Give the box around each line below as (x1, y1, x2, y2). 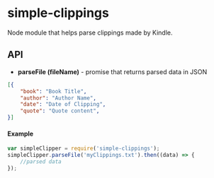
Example (7, 129, 34, 138)
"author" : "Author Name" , (20, 94, 97, 102)
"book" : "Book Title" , (20, 88, 87, 95)
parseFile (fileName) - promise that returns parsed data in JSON (17, 67, 208, 76)
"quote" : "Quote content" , (20, 107, 100, 114)
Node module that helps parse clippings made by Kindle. (7, 28, 173, 37)
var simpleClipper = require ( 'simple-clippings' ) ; (7, 145, 160, 153)
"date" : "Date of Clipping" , (20, 101, 106, 108)
